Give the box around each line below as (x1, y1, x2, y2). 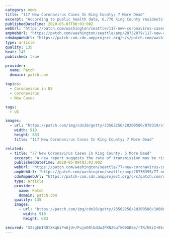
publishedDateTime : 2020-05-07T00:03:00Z (5, 21, 94, 27)
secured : (5, 225, 24, 230)
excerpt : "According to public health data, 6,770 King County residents (5, 17, 163, 22)
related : (5, 146, 24, 151)
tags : (5, 104, 17, 109)
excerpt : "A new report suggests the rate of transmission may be (14, 155, 156, 161)
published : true (5, 54, 39, 59)
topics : (5, 81, 22, 87)
